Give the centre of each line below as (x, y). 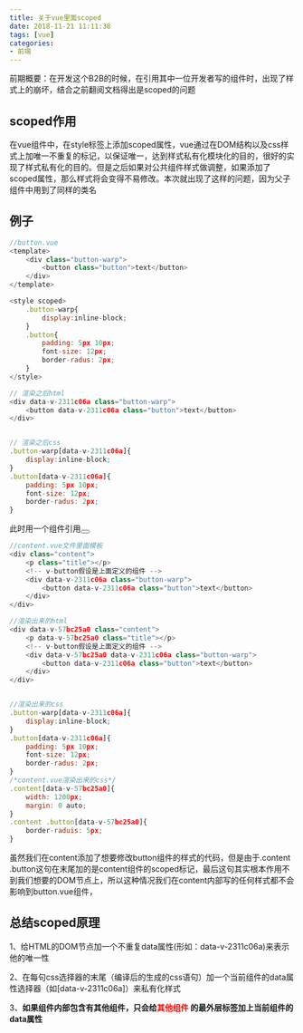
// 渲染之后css (35, 443)
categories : (32, 43)
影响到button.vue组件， (53, 892)
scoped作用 (43, 121)
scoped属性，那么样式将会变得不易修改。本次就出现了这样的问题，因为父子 (150, 179)
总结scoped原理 (55, 923)
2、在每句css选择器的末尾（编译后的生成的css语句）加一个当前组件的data (148, 977)
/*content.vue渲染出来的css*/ (63, 780)
